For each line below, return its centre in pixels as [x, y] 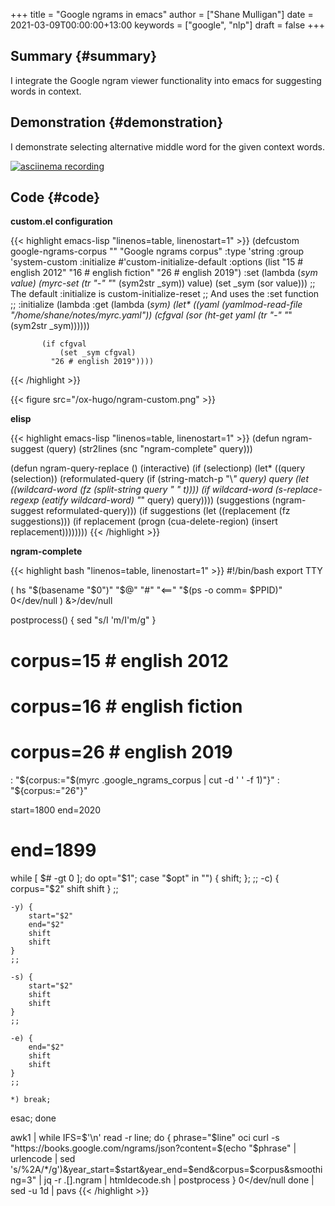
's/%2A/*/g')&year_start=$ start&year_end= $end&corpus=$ [133, 1169]
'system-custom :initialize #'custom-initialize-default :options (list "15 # [157, 262]
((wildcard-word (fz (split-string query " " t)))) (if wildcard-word [141, 490]
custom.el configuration [61, 221]
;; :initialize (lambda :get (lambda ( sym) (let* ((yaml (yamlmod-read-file [156, 305]
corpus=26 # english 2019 [121, 752]
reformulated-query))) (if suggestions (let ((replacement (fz [168, 511]
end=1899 [53, 850]
